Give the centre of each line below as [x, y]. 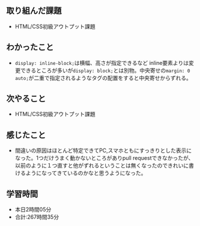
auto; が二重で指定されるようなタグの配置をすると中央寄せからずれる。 [103, 78]
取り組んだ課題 [34, 11]
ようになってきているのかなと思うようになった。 [86, 173]
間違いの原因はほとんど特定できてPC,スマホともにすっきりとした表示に [103, 151]
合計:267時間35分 [37, 217]
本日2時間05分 [33, 210]
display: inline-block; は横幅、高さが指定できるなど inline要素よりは [102, 63]
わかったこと [30, 47]
